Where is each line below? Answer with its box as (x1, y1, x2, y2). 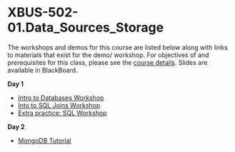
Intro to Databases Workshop (17, 93, 104, 102)
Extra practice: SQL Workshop (17, 108, 107, 117)
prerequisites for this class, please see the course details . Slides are (7, 58, 208, 66)
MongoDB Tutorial (17, 136, 71, 145)
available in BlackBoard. (7, 66, 78, 74)
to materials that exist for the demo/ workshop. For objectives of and (7, 51, 209, 59)
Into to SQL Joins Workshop (17, 101, 101, 109)
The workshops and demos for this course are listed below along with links (7, 43, 229, 51)
